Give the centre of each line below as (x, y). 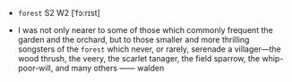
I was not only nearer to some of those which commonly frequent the (145, 30)
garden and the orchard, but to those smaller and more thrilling (133, 40)
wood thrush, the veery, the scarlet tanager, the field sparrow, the (139, 58)
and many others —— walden (110, 68)
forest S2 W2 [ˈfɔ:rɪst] (59, 13)
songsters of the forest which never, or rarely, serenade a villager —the (149, 49)
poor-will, (35, 68)
